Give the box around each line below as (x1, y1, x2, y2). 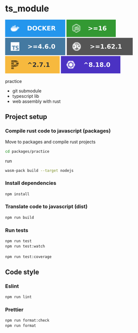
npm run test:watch (5, 244, 45, 249)
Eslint (5, 283, 19, 290)
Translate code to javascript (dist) (5, 203, 88, 210)
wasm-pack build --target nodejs (5, 168, 74, 173)
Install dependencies (5, 180, 57, 187)
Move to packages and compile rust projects (5, 139, 96, 145)
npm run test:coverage (5, 254, 52, 259)
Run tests (5, 227, 29, 234)
